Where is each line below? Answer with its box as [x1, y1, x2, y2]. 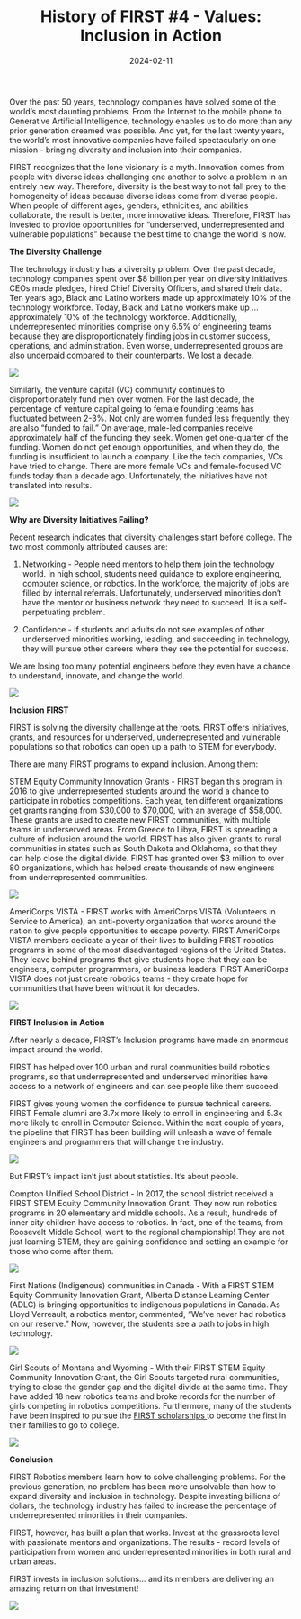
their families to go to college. [9, 1419, 120, 1430]
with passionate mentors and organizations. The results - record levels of [9, 1536, 280, 1547]
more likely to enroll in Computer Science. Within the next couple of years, [9, 1117, 285, 1128]
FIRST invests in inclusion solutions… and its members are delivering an [9, 1573, 274, 1584]
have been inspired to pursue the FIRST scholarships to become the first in [9, 1410, 287, 1421]
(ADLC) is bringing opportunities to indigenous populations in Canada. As [9, 1299, 280, 1310]
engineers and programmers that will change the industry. [9, 1136, 225, 1147]
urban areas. [9, 1556, 57, 1567]
